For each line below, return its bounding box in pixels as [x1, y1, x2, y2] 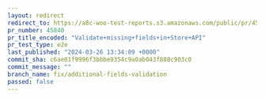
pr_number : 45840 [7, 26, 65, 34]
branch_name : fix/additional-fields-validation [7, 70, 168, 78]
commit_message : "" [7, 63, 72, 71]
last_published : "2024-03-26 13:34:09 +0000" [7, 48, 160, 56]
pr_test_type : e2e [7, 41, 68, 49]
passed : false [7, 77, 55, 85]
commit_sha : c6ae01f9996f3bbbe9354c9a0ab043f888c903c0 [7, 56, 192, 64]
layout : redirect [7, 11, 65, 20]
